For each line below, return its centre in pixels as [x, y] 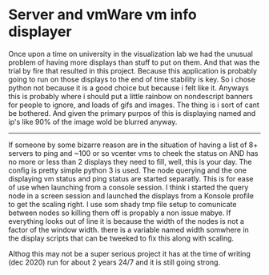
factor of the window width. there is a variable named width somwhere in [129, 229]
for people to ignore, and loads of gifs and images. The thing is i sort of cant [134, 105]
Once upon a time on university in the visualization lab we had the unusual [131, 54]
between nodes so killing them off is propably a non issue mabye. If [120, 213]
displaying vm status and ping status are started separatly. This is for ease [131, 178]
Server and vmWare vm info [103, 15]
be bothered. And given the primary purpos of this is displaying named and [132, 113]
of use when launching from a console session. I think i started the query [128, 187]
